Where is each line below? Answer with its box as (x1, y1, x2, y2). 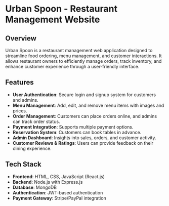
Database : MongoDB (12, 184, 57, 190)
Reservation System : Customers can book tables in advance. (12, 129, 142, 135)
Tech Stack (5, 160, 41, 169)
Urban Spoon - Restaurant (5, 3, 118, 15)
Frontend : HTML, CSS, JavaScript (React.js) (12, 173, 105, 180)
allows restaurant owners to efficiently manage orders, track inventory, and (5, 58, 162, 64)
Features (5, 78, 34, 87)
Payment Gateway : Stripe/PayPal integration (12, 195, 106, 201)
